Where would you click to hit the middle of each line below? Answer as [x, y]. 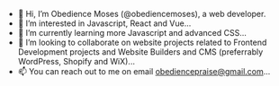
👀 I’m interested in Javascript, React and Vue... [104, 23]
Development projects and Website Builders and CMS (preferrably [140, 52]
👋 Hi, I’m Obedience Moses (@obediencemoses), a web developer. [142, 14]
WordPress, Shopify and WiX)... [76, 61]
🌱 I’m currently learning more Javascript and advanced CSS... [132, 33]
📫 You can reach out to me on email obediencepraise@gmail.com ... [144, 71]
